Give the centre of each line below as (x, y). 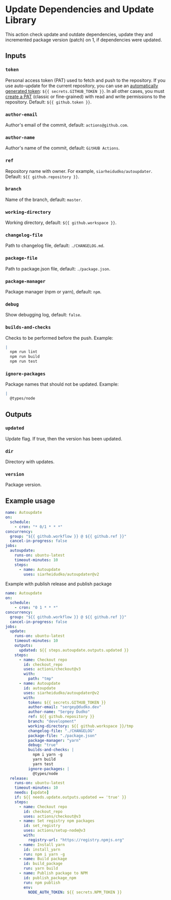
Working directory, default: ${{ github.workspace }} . (61, 222)
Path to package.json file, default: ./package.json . (58, 268)
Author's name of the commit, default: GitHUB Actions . (63, 148)
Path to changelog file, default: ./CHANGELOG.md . (55, 245)
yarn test (43, 764)
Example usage (30, 501)
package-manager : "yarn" (54, 740)
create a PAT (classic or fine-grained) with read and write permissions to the (86, 96)
